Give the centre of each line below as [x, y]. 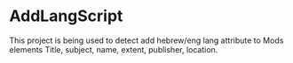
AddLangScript [66, 16]
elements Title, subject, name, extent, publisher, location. [114, 49]
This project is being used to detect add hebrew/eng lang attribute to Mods [146, 40]
